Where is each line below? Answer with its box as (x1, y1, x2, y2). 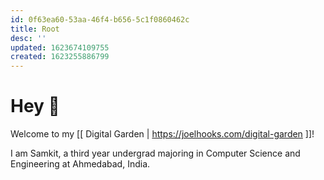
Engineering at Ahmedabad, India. (10, 158, 151, 170)
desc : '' (10, 33, 47, 43)
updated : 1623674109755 (10, 42, 110, 53)
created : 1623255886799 (10, 52, 110, 62)
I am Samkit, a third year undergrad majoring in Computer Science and (10, 147, 301, 160)
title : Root (10, 24, 60, 34)
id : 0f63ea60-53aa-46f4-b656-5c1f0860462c (10, 14, 190, 25)
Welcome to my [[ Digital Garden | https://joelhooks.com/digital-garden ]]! (10, 128, 315, 140)
